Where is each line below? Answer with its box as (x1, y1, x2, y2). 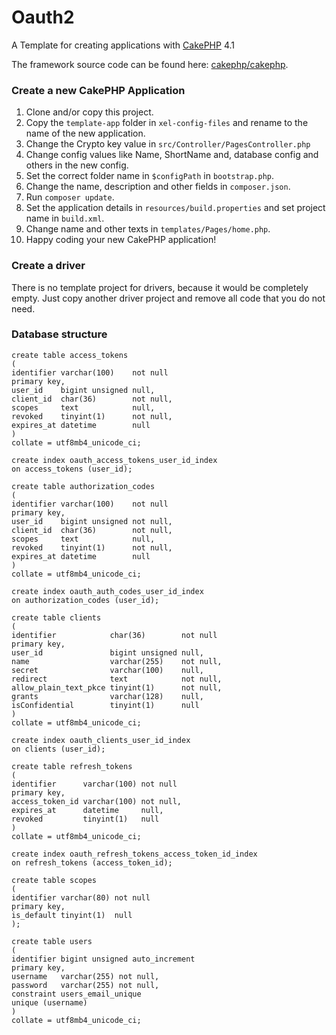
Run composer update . (25, 191, 115, 203)
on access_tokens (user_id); (11, 464, 133, 474)
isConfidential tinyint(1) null (11, 700, 200, 710)
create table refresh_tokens (11, 761, 133, 771)
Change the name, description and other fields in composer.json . (25, 181, 291, 193)
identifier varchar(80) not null (11, 892, 151, 903)
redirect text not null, (11, 674, 223, 684)
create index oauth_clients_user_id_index (11, 735, 191, 745)
